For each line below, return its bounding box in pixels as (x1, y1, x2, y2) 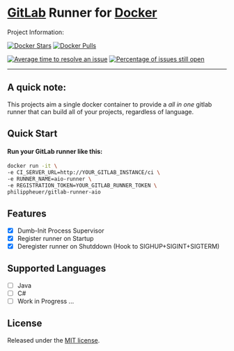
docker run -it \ (7, 162, 58, 170)
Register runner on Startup (17, 234, 94, 242)
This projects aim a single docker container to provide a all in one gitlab (7, 100, 212, 109)
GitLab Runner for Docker (7, 5, 158, 21)
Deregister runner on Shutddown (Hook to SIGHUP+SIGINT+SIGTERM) (17, 242, 220, 250)
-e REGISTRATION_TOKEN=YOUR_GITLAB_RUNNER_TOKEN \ (7, 182, 157, 189)
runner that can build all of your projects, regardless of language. (7, 107, 194, 116)
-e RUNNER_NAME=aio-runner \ (7, 175, 92, 182)
